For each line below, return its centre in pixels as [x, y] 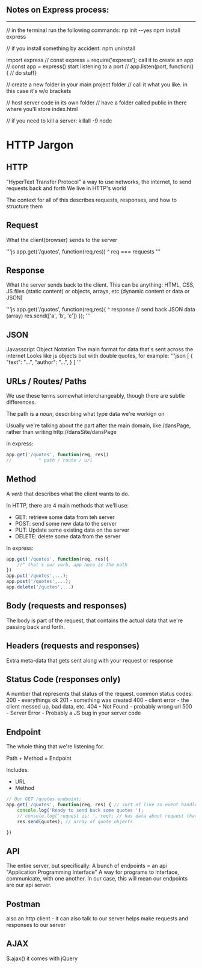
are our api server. [29, 885]
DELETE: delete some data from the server [68, 536]
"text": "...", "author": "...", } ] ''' [44, 362]
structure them [25, 206]
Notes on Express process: [58, 10]
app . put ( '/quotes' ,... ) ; [37, 576]
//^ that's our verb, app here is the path [72, 565]
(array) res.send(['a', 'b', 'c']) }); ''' [49, 316]
